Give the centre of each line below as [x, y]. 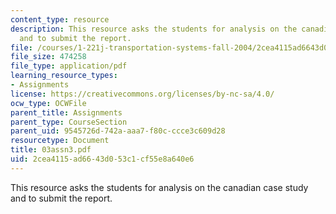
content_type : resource [60, 19]
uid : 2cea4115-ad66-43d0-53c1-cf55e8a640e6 [102, 159]
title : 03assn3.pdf [51, 150]
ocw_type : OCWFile [48, 103]
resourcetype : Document [60, 141]
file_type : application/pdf [69, 66]
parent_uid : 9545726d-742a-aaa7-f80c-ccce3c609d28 [118, 131]
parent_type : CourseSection [69, 122]
